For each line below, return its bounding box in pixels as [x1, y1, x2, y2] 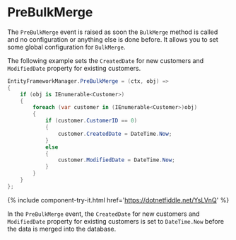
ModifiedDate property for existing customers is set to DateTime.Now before [7, 217, 225, 225]
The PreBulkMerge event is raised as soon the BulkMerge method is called [7, 28, 218, 36]
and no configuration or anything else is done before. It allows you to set [7, 35, 219, 43]
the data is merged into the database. [7, 224, 117, 233]
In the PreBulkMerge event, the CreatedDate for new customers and [7, 210, 200, 218]
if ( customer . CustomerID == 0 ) [45, 118, 138, 125]
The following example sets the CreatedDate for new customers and [7, 56, 203, 64]
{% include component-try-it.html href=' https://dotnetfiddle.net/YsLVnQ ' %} [7, 195, 230, 204]
